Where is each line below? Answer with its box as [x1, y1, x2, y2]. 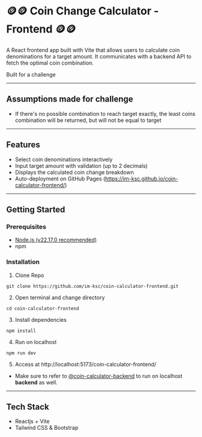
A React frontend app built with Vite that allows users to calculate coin [6, 46, 180, 54]
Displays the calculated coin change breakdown [14, 168, 134, 176]
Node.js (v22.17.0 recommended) [14, 236, 97, 244]
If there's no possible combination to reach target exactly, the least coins [14, 110, 195, 117]
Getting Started [6, 204, 66, 214]
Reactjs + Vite [14, 418, 50, 425]
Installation [6, 258, 40, 266]
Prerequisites [6, 222, 46, 231]
